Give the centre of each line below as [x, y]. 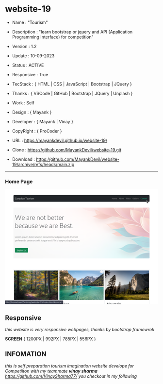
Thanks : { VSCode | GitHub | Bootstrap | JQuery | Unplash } [72, 93]
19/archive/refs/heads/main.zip [43, 164]
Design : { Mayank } [32, 112]
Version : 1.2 [24, 46]
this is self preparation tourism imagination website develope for [70, 366]
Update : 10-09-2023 [33, 56]
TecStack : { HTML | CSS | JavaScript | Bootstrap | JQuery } [72, 84]
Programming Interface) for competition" [53, 37]
